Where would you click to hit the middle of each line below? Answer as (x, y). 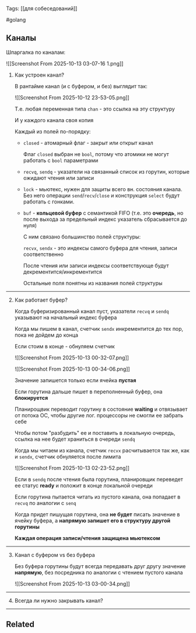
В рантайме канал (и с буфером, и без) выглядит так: (81, 86)
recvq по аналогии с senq (45, 503)
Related (20, 625)
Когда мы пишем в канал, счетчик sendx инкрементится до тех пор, (99, 328)
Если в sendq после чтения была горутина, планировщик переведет (99, 479)
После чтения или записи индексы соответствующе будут (96, 265)
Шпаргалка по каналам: (36, 52)
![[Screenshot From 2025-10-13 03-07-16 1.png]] (65, 63)
